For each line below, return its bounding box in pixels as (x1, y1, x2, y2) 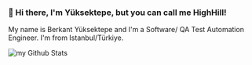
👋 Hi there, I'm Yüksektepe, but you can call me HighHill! (8, 7, 227, 18)
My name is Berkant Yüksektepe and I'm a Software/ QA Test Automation (8, 25, 245, 34)
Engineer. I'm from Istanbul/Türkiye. (8, 33, 124, 42)
